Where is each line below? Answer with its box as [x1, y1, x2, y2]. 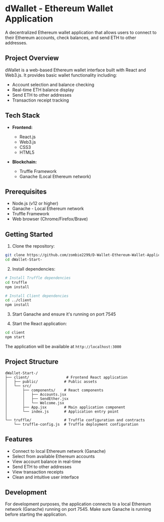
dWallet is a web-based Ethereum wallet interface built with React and [5, 67, 146, 73]
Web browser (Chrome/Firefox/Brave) [12, 216, 88, 222]
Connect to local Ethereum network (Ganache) [12, 448, 106, 454]
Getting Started [5, 230, 53, 238]
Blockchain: [12, 159, 37, 165]
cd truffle [5, 280, 27, 285]
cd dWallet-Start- [5, 257, 42, 262]
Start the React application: [12, 321, 67, 327]
